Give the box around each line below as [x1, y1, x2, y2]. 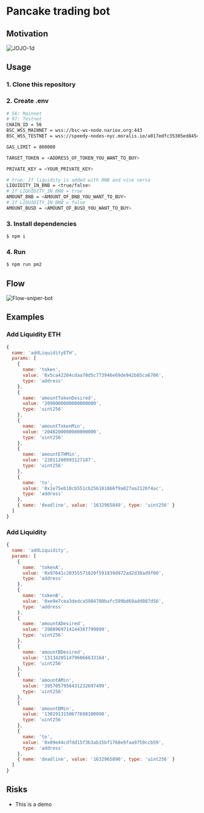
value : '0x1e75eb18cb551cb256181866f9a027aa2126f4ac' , [22, 485, 165, 492]
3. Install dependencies [6, 219, 77, 228]
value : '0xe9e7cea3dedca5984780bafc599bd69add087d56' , [22, 598, 165, 604]
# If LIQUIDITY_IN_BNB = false [6, 199, 86, 206]
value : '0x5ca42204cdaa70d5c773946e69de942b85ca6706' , [22, 372, 165, 379]
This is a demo [15, 800, 52, 808]
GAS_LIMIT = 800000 [6, 144, 56, 150]
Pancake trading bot [6, 4, 110, 18]
